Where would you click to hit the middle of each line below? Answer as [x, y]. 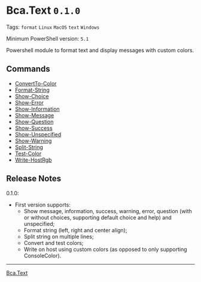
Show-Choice [32, 96]
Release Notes [34, 179]
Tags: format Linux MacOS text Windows [53, 27]
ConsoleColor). [42, 256]
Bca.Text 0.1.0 [43, 10]
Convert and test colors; [54, 242]
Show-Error [29, 102]
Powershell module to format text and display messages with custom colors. [100, 50]
